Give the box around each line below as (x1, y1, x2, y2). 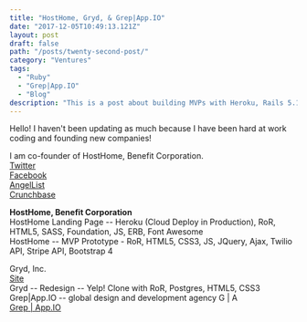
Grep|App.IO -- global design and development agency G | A (9, 293, 238, 304)
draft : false (9, 38, 59, 48)
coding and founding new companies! (9, 133, 153, 144)
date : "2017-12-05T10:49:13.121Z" (9, 22, 142, 31)
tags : (9, 65, 30, 74)
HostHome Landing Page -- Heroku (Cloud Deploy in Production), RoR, (9, 216, 276, 228)
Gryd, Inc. (9, 264, 48, 275)
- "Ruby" (17, 73, 51, 82)
